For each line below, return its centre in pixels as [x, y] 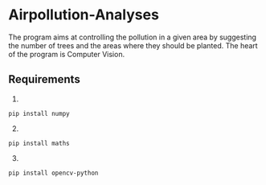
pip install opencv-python [53, 173]
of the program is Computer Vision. [67, 54]
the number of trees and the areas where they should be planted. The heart [133, 45]
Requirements [44, 79]
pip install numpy [39, 113]
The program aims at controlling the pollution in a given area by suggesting [133, 37]
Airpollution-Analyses [84, 15]
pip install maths [39, 143]
